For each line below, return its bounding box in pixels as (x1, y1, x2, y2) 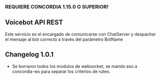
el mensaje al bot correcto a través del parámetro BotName (5, 36, 123, 42)
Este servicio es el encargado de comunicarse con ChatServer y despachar (5, 31, 156, 37)
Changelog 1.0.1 (5, 50, 54, 59)
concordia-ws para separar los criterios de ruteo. (12, 68, 111, 74)
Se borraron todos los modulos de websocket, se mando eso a (12, 63, 137, 69)
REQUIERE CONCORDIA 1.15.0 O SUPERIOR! (5, 3, 109, 10)
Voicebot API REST (5, 18, 63, 27)
